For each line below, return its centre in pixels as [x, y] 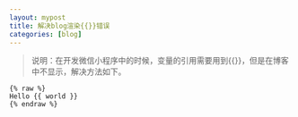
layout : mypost [38, 17]
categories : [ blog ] [46, 34]
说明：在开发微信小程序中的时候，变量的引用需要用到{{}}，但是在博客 [160, 61]
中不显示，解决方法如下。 [79, 71]
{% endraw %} [34, 104]
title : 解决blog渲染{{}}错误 [60, 26]
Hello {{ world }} [44, 96]
